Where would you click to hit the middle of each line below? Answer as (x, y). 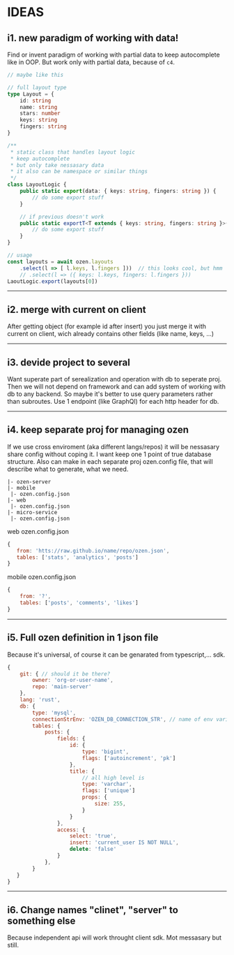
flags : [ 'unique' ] (109, 791)
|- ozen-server (29, 482)
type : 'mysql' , (54, 713)
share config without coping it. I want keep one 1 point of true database (109, 454)
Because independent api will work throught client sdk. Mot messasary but (114, 938)
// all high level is (113, 778)
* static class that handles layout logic (73, 152)
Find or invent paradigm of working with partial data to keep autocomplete (114, 54)
